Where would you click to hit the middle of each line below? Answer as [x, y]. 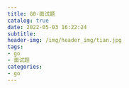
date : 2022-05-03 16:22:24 [47, 27]
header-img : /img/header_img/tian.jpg [64, 40]
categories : [25, 67]
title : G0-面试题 [31, 14]
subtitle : [22, 34]
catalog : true [28, 21]
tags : [15, 47]
